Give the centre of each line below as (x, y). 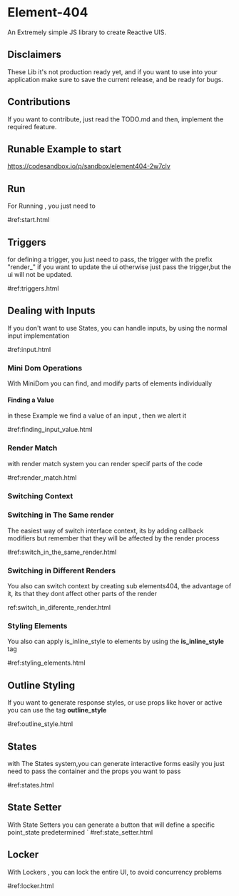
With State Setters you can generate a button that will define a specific (111, 825)
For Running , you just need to (52, 206)
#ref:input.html (29, 349)
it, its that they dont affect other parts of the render (82, 594)
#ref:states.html (31, 785)
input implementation (39, 336)
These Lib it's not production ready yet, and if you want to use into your (112, 71)
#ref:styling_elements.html (46, 663)
